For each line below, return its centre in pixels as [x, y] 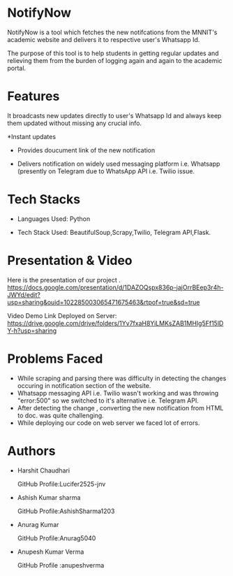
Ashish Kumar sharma [49, 497]
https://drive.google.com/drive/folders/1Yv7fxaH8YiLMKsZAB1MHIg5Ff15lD [115, 323]
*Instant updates [32, 136]
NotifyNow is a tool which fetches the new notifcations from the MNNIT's [112, 32]
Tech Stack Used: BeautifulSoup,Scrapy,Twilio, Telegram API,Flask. [114, 232]
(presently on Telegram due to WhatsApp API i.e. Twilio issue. [106, 171]
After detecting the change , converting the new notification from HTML [120, 408]
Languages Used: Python [54, 219]
